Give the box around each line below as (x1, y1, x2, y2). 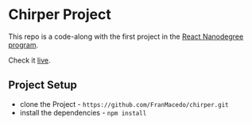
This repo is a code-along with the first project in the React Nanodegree (8, 32, 244, 41)
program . (8, 40, 39, 49)
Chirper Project (8, 6, 111, 24)
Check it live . (8, 55, 51, 65)
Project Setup (8, 78, 78, 92)
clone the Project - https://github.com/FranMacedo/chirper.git (19, 99, 229, 108)
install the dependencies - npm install (19, 108, 147, 117)
